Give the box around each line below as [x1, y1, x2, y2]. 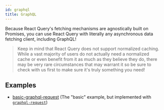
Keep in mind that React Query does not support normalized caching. [17, 46, 160, 52]
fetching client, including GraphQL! [5, 36, 77, 42]
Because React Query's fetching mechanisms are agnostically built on [5, 25, 149, 31]
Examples [5, 81, 36, 89]
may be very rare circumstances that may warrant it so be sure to [17, 61, 152, 67]
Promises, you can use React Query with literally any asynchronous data [5, 31, 153, 37]
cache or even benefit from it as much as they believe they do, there [17, 56, 158, 62]
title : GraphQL [5, 12, 37, 17]
